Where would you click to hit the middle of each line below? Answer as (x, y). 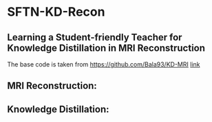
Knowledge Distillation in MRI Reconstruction (106, 48)
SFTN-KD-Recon (56, 12)
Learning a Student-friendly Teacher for (95, 37)
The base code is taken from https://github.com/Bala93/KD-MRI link (104, 64)
